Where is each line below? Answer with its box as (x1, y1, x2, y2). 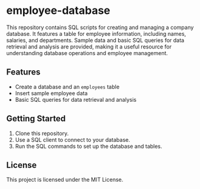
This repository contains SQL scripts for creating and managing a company (6, 24, 194, 31)
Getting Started (6, 113, 66, 124)
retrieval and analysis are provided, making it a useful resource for (6, 43, 172, 50)
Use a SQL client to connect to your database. (15, 136, 130, 143)
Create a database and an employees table (15, 83, 120, 90)
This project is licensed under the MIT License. (6, 176, 124, 184)
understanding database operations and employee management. (6, 49, 168, 56)
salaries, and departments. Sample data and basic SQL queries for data (6, 36, 185, 44)
